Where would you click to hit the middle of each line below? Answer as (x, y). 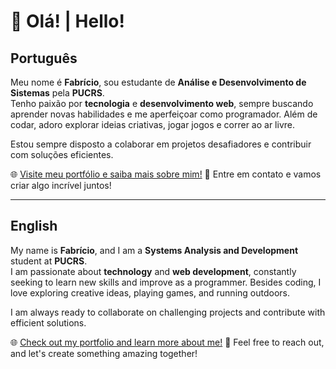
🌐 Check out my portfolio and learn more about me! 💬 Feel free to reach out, (167, 342)
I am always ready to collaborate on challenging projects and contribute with (168, 312)
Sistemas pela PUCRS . (57, 93)
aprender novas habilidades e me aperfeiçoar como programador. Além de (164, 114)
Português (44, 58)
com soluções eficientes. (62, 154)
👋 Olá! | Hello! (67, 21)
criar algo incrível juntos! (61, 185)
